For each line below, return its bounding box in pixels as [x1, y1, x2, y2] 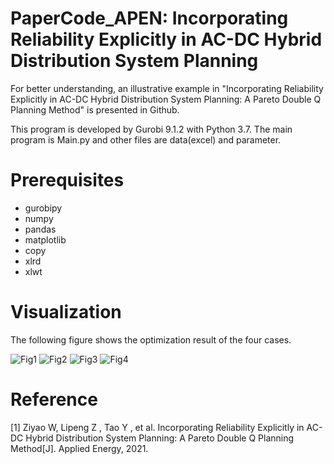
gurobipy [24, 202, 63, 214]
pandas [24, 223, 57, 235]
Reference [10, 388, 98, 411]
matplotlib [24, 233, 67, 246]
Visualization [10, 301, 122, 324]
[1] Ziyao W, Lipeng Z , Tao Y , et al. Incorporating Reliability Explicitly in [10, 421, 305, 433]
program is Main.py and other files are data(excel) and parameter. [10, 133, 282, 146]
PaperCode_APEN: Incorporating [10, 7, 289, 30]
